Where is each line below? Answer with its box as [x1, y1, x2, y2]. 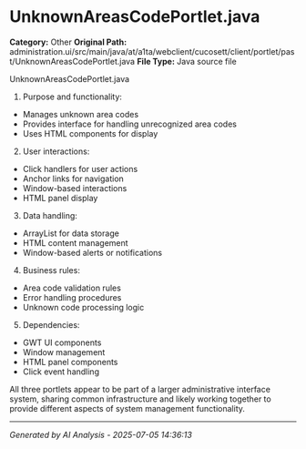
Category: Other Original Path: [9, 36, 127, 47]
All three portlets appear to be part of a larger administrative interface [9, 383, 271, 394]
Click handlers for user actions [22, 163, 138, 174]
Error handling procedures [22, 291, 122, 302]
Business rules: [22, 264, 80, 275]
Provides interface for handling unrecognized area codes [22, 118, 237, 129]
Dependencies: [22, 319, 80, 330]
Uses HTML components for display [22, 128, 158, 138]
